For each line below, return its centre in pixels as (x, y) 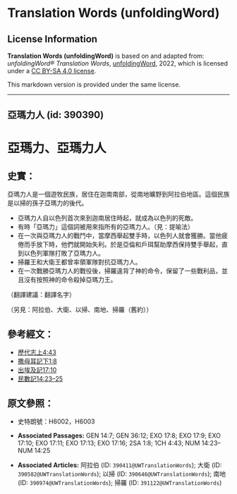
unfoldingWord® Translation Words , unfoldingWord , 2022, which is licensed (117, 63)
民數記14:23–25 (40, 379)
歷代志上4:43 (37, 352)
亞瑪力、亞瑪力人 (57, 148)
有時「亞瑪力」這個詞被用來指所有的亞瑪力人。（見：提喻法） (105, 227)
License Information (52, 39)
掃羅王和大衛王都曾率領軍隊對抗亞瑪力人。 (79, 262)
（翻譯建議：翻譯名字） (41, 295)
